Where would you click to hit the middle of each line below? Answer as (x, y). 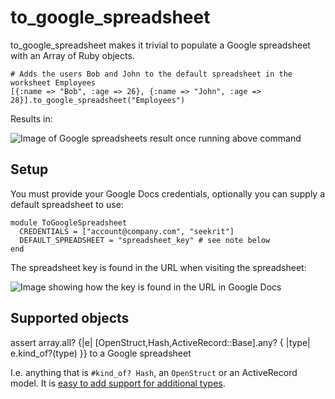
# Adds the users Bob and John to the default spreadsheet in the (151, 74)
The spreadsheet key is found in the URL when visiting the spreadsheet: (158, 267)
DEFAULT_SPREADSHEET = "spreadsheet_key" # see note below (145, 240)
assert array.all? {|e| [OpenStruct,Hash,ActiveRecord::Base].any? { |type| (160, 342)
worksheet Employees (53, 82)
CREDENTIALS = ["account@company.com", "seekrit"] (127, 231)
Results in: (31, 118)
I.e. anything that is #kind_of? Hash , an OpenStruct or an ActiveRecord (154, 372)
